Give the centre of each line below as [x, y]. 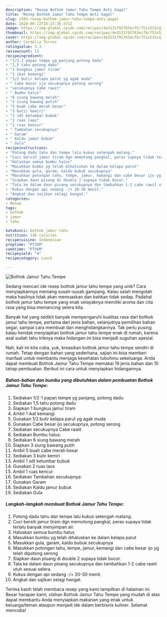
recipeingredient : [25, 56]
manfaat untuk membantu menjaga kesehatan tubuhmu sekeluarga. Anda [81, 358]
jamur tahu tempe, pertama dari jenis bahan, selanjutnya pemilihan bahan [81, 322]
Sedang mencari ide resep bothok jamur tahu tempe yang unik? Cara [76, 286]
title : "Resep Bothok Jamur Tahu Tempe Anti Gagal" [60, 14]
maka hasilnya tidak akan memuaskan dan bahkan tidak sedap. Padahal [79, 297]
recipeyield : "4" [24, 254]
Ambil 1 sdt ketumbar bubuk [41, 461]
